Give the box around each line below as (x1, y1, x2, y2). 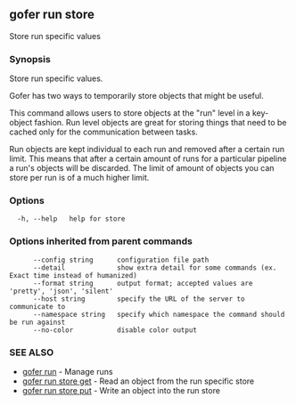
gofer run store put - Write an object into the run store (21, 385, 221, 395)
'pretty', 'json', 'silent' (9, 287, 114, 296)
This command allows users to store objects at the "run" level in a (9, 108, 251, 118)
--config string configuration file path (32, 255, 210, 264)
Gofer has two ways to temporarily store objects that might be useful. (9, 91, 265, 101)
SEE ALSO (9, 346, 54, 359)
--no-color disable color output (32, 325, 198, 335)
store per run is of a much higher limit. (9, 173, 150, 183)
